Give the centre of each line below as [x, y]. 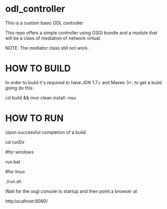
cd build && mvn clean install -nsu [41, 97]
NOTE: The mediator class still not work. [47, 48]
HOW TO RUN [34, 118]
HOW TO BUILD [38, 68]
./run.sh [13, 181]
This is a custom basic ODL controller [44, 23]
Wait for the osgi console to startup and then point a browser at [71, 191]
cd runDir [15, 142]
